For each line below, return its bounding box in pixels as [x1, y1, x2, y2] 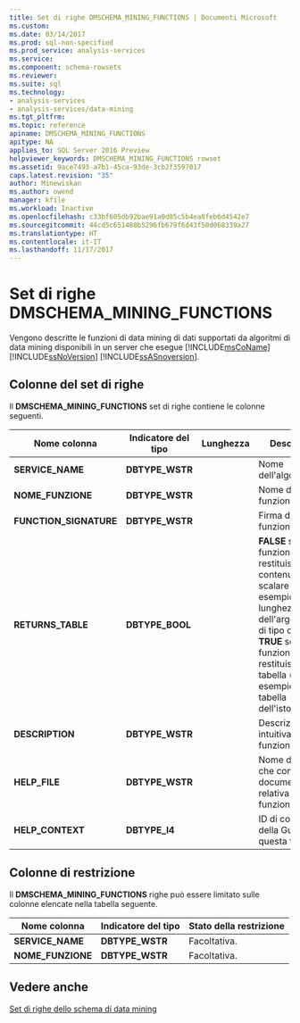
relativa [258, 786, 290, 799]
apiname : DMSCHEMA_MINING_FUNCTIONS [9, 129, 146, 138]
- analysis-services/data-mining [9, 104, 134, 113]
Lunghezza [201, 437, 250, 449]
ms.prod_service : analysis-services [9, 46, 146, 55]
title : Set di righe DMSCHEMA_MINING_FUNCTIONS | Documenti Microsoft [9, 12, 278, 22]
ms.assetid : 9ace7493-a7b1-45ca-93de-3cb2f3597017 [9, 162, 202, 171]
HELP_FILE [13, 776, 60, 788]
